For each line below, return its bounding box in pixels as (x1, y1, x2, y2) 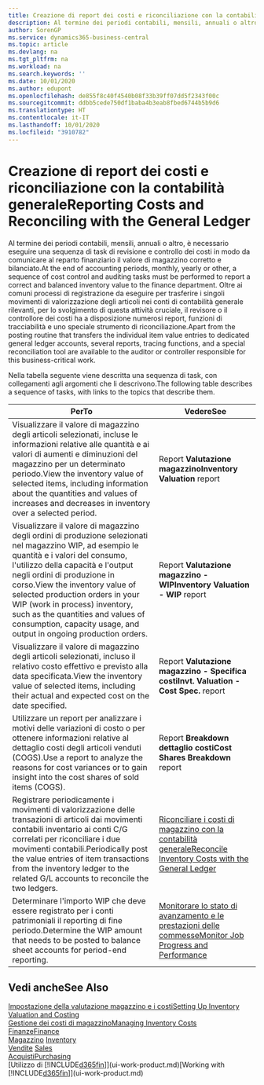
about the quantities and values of (12, 488, 138, 499)
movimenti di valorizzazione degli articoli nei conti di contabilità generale (8, 296, 244, 306)
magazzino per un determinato (12, 458, 126, 469)
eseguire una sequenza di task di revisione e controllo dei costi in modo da (8, 247, 251, 256)
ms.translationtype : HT (8, 107, 86, 115)
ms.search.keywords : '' (8, 70, 86, 78)
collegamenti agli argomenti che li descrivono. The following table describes (8, 379, 253, 388)
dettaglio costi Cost (158, 742, 232, 753)
